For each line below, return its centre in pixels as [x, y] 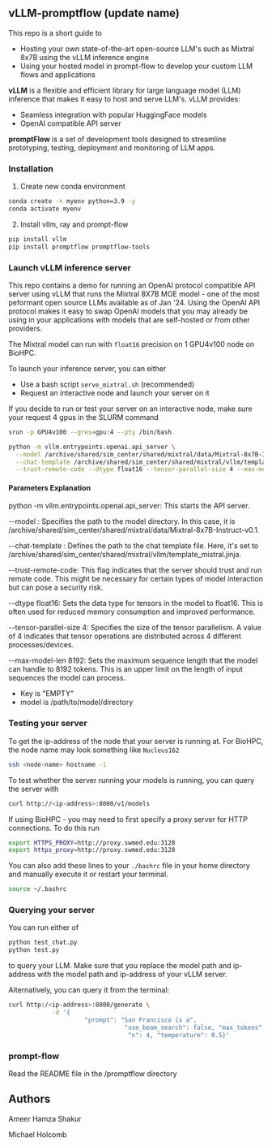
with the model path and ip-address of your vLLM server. [132, 975]
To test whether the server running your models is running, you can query [132, 780]
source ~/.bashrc [38, 889]
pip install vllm [38, 239]
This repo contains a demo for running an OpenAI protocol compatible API [132, 285]
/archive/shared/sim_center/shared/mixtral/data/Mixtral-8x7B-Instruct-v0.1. [134, 530]
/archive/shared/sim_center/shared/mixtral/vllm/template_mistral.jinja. [125, 555]
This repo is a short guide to [55, 32]
